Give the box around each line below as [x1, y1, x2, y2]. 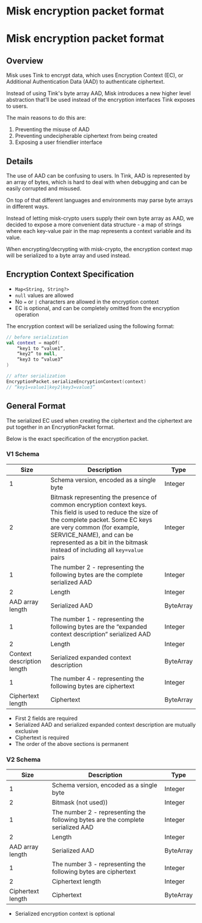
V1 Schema [6, 450, 40, 458]
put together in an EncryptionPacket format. [6, 423, 115, 430]
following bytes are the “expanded [50, 622, 147, 630]
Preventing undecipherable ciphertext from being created [14, 132, 158, 140]
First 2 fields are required [14, 715, 78, 722]
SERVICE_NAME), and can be [50, 530, 133, 539]
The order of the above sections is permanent [14, 740, 129, 747]
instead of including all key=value [50, 545, 144, 554]
